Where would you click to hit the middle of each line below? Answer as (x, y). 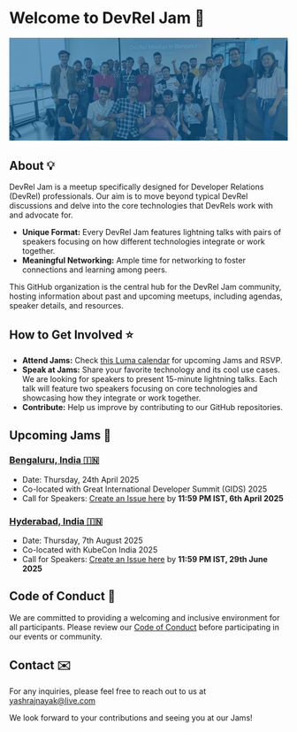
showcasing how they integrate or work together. (111, 398)
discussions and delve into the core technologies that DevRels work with (141, 206)
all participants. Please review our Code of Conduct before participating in (145, 627)
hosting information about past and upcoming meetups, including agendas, (146, 296)
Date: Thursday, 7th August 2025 (82, 541)
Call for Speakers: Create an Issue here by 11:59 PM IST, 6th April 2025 (153, 498)
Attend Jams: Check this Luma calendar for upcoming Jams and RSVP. (152, 361)
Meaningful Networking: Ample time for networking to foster (133, 261)
